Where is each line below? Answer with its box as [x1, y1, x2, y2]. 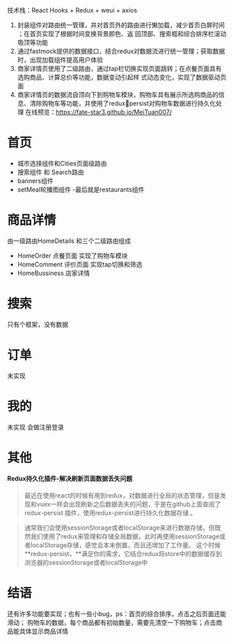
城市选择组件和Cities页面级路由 [17, 159, 107, 167]
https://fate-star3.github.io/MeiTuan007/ [55, 108, 172, 116]
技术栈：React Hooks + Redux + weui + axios [7, 6, 138, 14]
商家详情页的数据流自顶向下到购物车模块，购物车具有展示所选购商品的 [17, 91, 219, 99]
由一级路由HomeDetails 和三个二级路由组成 [7, 236, 131, 245]
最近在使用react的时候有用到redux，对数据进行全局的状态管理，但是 [24, 492, 220, 500]
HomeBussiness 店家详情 [17, 269, 90, 277]
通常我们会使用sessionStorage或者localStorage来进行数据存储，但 [24, 524, 215, 532]
